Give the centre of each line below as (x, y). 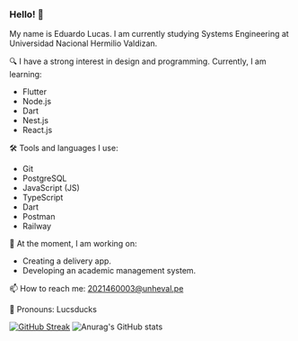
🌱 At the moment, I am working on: (73, 244)
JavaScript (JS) (51, 188)
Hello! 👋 (27, 14)
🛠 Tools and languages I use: (64, 148)
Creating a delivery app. (67, 261)
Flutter (35, 92)
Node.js (37, 102)
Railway (37, 226)
